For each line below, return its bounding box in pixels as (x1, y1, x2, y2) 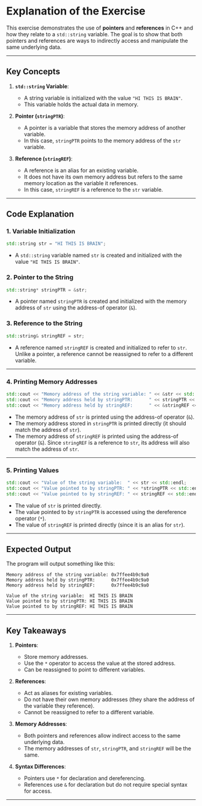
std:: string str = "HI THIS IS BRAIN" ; (6, 241, 106, 247)
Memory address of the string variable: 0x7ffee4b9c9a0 (6, 572, 149, 578)
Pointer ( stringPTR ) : (14, 112, 65, 119)
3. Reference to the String (6, 319, 83, 328)
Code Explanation (6, 209, 74, 220)
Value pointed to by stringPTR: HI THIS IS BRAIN (6, 598, 133, 604)
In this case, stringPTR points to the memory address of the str (23, 137, 182, 144)
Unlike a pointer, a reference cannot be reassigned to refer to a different (14, 350, 194, 357)
